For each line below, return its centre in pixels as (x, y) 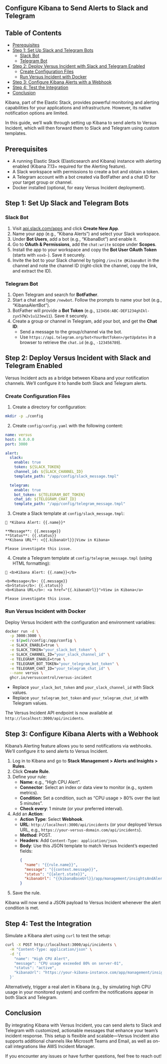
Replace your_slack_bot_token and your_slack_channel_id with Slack (83, 687)
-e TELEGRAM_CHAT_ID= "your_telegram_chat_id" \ (60, 669)
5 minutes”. (31, 803)
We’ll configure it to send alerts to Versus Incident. (57, 751)
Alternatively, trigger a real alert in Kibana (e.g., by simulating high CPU (78, 987)
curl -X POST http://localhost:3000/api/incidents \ (61, 945)
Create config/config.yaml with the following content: (68, 425)
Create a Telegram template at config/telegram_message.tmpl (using (82, 558)
